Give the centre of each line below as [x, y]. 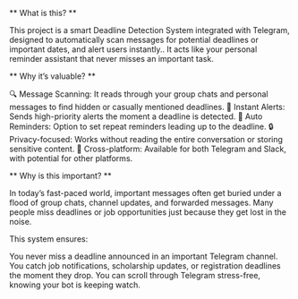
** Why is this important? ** [60, 175]
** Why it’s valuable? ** [52, 76]
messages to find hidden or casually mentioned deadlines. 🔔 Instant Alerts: [147, 107]
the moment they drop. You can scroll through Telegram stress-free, [135, 275]
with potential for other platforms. [71, 158]
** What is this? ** [43, 13]
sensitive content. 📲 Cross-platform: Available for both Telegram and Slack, [148, 149]
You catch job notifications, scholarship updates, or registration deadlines [145, 266]
